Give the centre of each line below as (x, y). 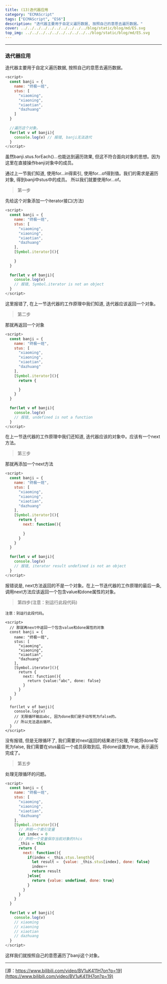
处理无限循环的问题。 (27, 774)
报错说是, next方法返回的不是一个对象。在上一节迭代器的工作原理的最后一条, (83, 585)
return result (46, 872)
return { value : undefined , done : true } (73, 880)
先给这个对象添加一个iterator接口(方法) (45, 201)
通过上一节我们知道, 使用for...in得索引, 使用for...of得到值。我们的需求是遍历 (82, 173)
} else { (34, 876)
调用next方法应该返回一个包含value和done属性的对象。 (62, 592)
